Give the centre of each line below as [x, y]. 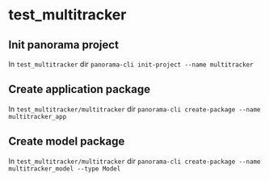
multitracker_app [38, 116]
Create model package [67, 142]
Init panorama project [64, 45]
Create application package [80, 89]
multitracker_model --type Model [65, 168]
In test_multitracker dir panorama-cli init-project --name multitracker [131, 64]
